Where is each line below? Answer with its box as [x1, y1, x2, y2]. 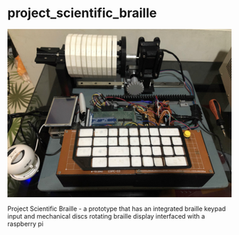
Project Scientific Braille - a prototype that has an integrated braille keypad [7, 204, 226, 213]
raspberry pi [7, 219, 44, 228]
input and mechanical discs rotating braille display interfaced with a [7, 211, 206, 220]
